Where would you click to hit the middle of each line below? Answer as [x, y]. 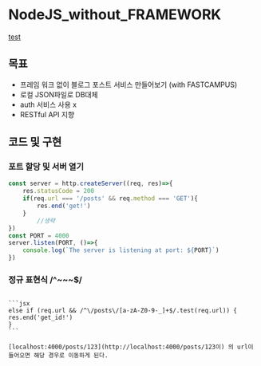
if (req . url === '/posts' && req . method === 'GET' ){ [110, 199]
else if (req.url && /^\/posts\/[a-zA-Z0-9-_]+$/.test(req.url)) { [123, 311]
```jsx [19, 304]
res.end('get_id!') [41, 318]
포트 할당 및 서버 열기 [46, 167]
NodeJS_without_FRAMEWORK [115, 15]
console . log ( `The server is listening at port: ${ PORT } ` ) [121, 250]
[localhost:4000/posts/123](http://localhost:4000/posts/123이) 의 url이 [131, 347]
